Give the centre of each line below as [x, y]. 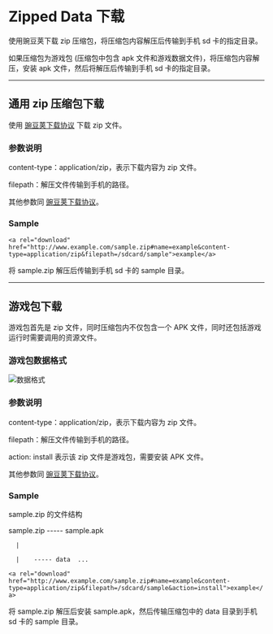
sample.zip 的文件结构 [45, 515]
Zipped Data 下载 [67, 17]
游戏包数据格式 [38, 361]
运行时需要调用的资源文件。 [55, 337]
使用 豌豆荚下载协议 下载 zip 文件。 [67, 125]
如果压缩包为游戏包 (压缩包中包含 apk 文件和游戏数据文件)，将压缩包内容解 [134, 58]
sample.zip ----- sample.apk [56, 531]
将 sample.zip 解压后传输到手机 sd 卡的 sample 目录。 [99, 271]
